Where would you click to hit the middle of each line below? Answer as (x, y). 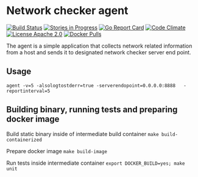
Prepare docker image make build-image (57, 151)
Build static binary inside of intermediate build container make (83, 134)
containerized (24, 140)
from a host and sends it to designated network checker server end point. (99, 52)
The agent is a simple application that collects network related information (99, 46)
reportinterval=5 (28, 91)
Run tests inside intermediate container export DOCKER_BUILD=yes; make (96, 163)
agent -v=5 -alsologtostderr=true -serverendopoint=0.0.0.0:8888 (91, 85)
